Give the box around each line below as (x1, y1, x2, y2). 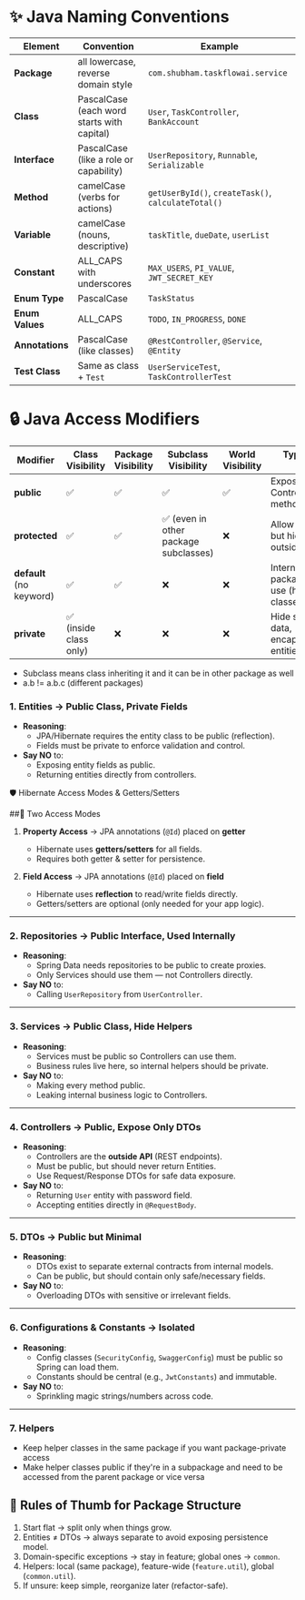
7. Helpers (9, 1422, 54, 1434)
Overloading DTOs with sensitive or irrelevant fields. (35, 1290, 231, 1301)
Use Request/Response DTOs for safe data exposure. (35, 1170, 236, 1181)
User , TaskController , (148, 105, 240, 117)
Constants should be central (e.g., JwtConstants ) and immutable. (35, 1371, 278, 1381)
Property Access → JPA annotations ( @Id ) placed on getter (22, 826, 246, 837)
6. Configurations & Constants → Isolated (9, 1321, 195, 1334)
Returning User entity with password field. (35, 1190, 192, 1201)
